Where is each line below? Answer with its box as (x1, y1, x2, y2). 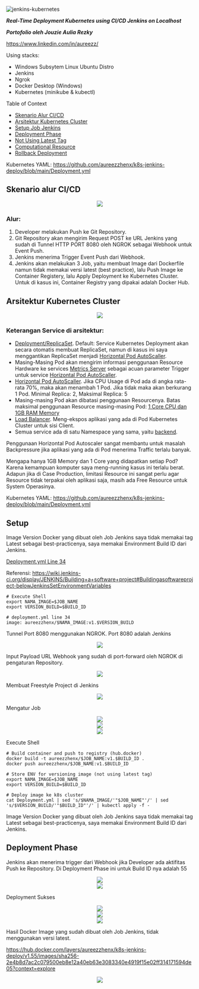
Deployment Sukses (6, 893, 55, 900)
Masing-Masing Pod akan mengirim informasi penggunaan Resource (14, 359, 183, 366)
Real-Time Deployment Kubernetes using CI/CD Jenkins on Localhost (6, 17, 182, 24)
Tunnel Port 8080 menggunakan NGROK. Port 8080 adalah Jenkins (6, 630, 171, 638)
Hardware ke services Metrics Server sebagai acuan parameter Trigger (14, 365, 189, 372)
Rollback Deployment (14, 149, 67, 156)
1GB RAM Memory (14, 409, 60, 416)
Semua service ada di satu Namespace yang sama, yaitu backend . (14, 428, 178, 435)
